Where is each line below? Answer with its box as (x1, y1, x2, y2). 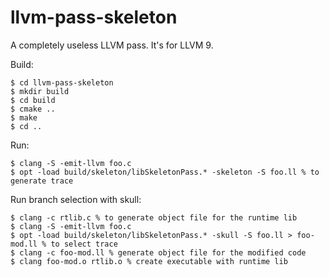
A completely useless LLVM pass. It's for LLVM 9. (10, 39, 214, 51)
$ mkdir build (10, 86, 70, 96)
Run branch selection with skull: (10, 193, 142, 205)
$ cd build (10, 95, 56, 105)
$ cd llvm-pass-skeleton (10, 77, 114, 88)
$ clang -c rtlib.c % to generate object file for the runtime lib (10, 212, 298, 223)
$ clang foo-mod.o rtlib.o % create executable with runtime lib (10, 256, 288, 266)
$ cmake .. (10, 104, 56, 114)
